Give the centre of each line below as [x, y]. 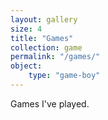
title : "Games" [42, 38]
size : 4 [26, 29]
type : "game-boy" [64, 76]
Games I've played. [50, 103]
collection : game [46, 47]
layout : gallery [44, 19]
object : [26, 66]
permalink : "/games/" [55, 57]
